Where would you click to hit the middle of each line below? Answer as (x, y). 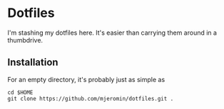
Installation (33, 63)
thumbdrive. (25, 40)
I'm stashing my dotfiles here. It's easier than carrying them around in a (112, 33)
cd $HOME (20, 92)
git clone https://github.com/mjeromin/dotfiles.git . (91, 98)
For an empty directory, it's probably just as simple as (86, 79)
